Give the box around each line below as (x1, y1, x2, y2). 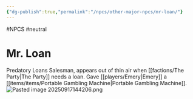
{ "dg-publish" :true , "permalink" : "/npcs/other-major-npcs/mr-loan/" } (6, 8, 183, 15)
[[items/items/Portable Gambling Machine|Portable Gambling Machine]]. (6, 79, 187, 86)
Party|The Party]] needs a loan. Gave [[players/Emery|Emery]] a (6, 73, 167, 80)
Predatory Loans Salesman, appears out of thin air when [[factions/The (6, 66, 184, 74)
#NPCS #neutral (6, 25, 47, 33)
